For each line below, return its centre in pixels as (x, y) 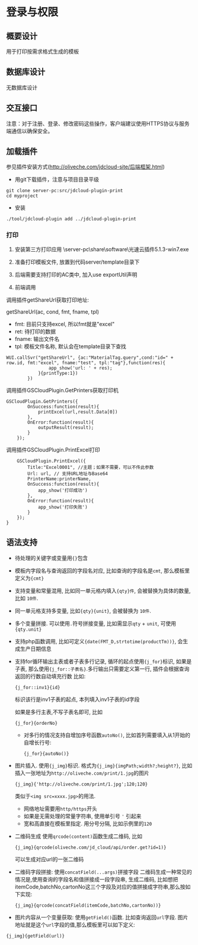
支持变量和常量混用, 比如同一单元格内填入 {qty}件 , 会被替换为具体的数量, (103, 590)
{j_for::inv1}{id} (37, 687)
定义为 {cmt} (29, 578)
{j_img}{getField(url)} (36, 936)
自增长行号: (37, 742)
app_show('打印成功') (63, 490)
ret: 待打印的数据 (35, 331)
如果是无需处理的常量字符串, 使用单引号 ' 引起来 (82, 816)
